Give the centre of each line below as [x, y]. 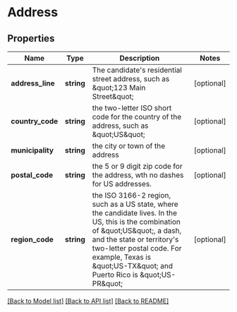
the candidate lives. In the [135, 213]
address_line [33, 83]
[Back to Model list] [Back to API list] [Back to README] [88, 301]
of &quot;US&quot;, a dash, [137, 230]
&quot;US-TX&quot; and [132, 266]
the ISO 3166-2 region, [132, 195]
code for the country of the [137, 117]
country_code [35, 121]
